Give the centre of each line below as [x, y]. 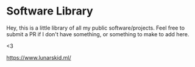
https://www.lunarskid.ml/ [39, 57]
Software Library [50, 11]
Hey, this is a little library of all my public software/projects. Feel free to [95, 28]
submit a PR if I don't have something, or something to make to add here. [98, 34]
